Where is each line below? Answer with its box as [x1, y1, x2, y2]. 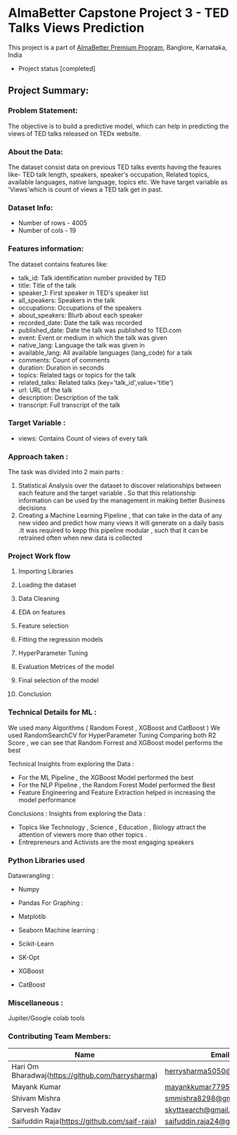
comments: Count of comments [18, 355, 110, 364]
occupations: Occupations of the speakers [18, 303, 142, 312]
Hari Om [11, 1061, 39, 1071]
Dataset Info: [8, 203, 53, 213]
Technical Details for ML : [8, 707, 97, 717]
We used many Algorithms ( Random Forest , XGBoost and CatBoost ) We [8, 723, 221, 732]
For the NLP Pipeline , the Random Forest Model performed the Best [18, 780, 216, 789]
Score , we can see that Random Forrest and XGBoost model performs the [8, 738, 224, 747]
